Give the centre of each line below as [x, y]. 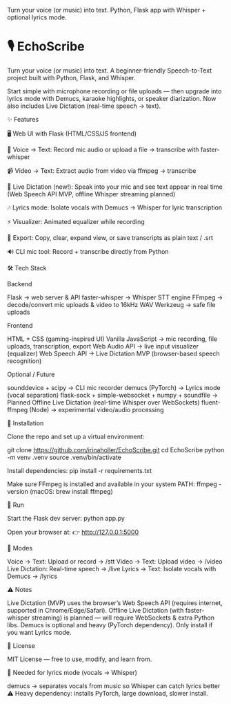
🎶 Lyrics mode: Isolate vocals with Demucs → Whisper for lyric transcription [115, 207]
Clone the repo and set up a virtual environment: [76, 436]
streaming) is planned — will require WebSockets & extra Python [123, 618]
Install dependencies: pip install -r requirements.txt [79, 470]
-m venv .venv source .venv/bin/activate [64, 457]
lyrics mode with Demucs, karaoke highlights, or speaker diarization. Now [112, 98]
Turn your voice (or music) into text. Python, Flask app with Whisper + [107, 10]
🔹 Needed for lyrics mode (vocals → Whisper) [72, 672]
